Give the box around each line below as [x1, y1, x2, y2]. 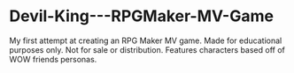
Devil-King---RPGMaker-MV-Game [9, 6, 275, 26]
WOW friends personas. [9, 54, 97, 64]
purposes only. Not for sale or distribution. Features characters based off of [9, 44, 285, 55]
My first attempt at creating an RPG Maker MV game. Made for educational [9, 35, 282, 46]
